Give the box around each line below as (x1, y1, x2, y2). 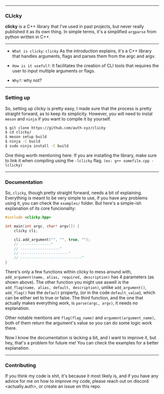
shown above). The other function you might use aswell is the (5, 279, 129, 285)
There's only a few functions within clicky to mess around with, (5, 269, 132, 275)
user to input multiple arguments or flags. (12, 68, 96, 74)
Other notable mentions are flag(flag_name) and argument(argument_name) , (5, 315, 156, 321)
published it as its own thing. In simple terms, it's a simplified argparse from (5, 29, 157, 35)
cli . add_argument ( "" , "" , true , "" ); (14, 237, 91, 242)
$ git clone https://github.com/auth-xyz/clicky (5, 125, 106, 130)
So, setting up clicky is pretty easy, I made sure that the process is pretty (5, 105, 152, 111)
